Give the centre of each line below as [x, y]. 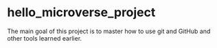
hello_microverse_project [81, 13]
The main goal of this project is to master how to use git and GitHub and [109, 31]
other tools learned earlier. [45, 38]
